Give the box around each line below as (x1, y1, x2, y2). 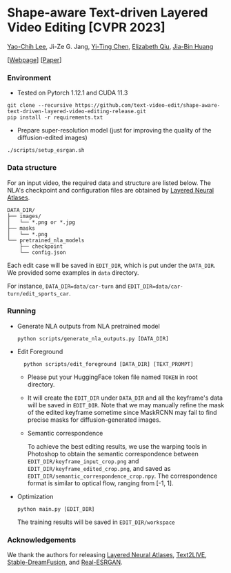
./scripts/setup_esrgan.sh (7, 147, 85, 154)
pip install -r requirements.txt (7, 114, 103, 122)
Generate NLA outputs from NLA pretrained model (17, 322, 160, 330)
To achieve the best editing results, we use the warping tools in (27, 442, 207, 450)
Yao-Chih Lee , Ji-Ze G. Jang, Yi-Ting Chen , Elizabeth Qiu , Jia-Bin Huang (7, 42, 214, 50)
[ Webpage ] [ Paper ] (7, 55, 62, 64)
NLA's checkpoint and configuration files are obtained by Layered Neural (7, 186, 214, 194)
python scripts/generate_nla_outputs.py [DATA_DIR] (17, 335, 169, 342)
